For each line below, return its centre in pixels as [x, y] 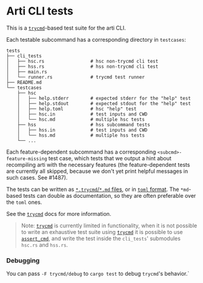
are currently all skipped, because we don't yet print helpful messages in [97, 171]
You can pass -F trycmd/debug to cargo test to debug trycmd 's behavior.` [98, 274]
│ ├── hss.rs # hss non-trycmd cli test [82, 67]
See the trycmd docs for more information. [59, 213]
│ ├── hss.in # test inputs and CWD [82, 130]
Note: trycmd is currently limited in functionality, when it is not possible [109, 226]
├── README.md [24, 82]
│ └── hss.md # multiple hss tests [81, 135]
